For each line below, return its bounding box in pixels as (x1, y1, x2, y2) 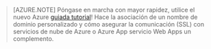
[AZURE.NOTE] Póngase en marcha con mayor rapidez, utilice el (12, 6, 195, 14)
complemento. (12, 35, 54, 43)
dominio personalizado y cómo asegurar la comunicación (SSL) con (12, 20, 205, 28)
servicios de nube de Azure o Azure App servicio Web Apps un (12, 27, 191, 35)
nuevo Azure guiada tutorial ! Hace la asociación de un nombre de (12, 13, 198, 21)
